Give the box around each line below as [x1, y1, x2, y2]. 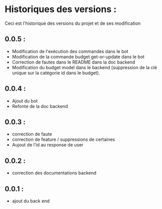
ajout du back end [12, 198, 50, 204]
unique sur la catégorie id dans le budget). [12, 70, 100, 76]
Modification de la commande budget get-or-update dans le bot [12, 54, 145, 60]
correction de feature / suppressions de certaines [12, 136, 115, 142]
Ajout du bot [12, 97, 38, 104]
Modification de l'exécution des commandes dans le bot [12, 48, 129, 54]
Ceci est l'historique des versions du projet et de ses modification [5, 20, 141, 26]
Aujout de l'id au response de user [12, 142, 84, 148]
